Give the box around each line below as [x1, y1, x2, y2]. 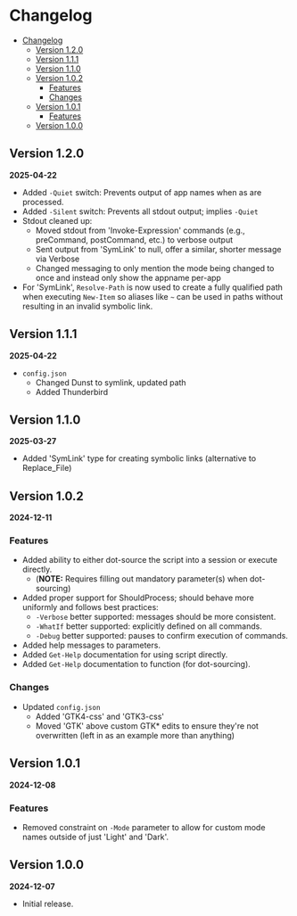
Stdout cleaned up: [21, 215, 93, 226]
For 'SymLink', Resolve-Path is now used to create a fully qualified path [21, 282, 284, 293]
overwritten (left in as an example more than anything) [35, 730, 235, 740]
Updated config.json [21, 701, 101, 712]
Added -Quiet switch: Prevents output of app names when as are [21, 186, 262, 197]
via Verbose [35, 253, 80, 264]
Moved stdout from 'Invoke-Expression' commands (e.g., [35, 225, 245, 235]
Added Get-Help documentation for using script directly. [21, 649, 228, 660]
